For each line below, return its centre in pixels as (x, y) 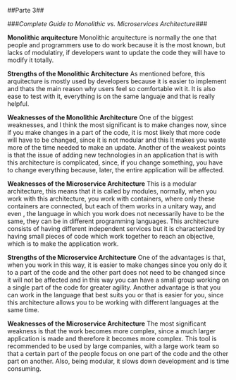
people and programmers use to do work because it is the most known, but (116, 45)
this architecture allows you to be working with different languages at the (113, 302)
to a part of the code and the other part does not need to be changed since (116, 272)
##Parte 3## (26, 10)
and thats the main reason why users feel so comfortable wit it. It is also (112, 89)
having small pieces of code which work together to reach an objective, (111, 236)
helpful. (18, 104)
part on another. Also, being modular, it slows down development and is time (118, 361)
